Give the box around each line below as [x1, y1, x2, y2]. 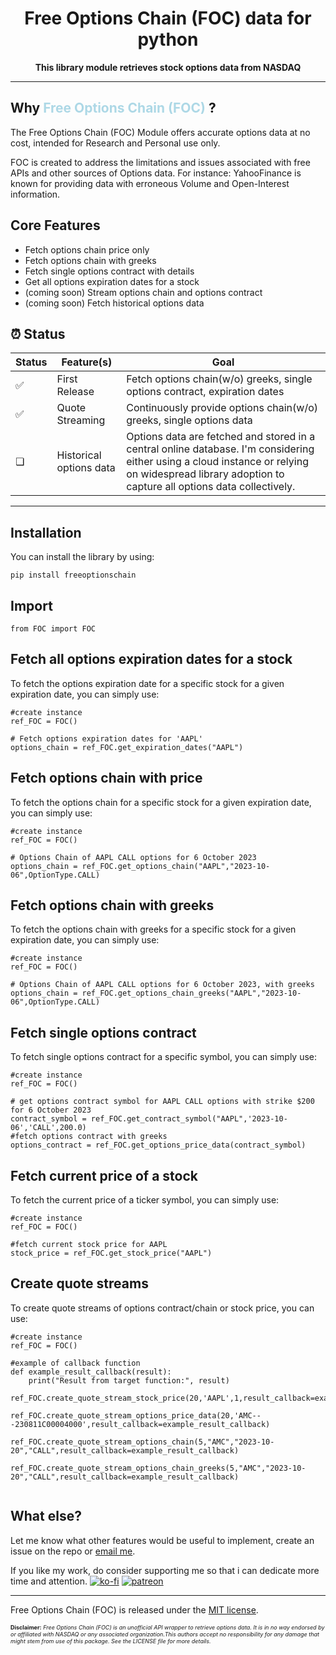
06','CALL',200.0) [10, 1123, 87, 1133]
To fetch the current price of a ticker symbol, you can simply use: [10, 1194, 280, 1206]
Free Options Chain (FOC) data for [24, 7, 312, 30]
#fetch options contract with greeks [10, 1132, 168, 1142]
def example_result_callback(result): [10, 1367, 172, 1377]
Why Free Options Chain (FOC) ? [10, 100, 217, 117]
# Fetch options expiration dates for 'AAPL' [10, 733, 203, 744]
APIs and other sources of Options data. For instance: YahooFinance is [10, 167, 302, 179]
